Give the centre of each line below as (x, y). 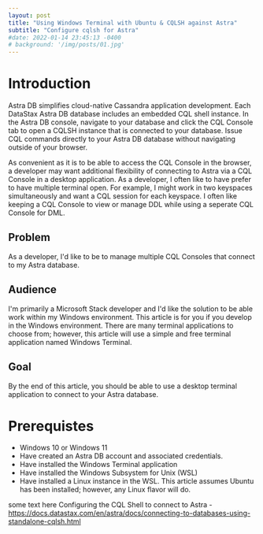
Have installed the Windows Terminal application (98, 465)
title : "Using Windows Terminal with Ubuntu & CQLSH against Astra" (123, 23)
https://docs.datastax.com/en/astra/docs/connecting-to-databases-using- (129, 514)
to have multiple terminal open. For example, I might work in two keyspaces (131, 188)
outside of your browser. (48, 147)
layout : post (30, 15)
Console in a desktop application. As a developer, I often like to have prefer (130, 180)
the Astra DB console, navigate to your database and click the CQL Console (131, 122)
